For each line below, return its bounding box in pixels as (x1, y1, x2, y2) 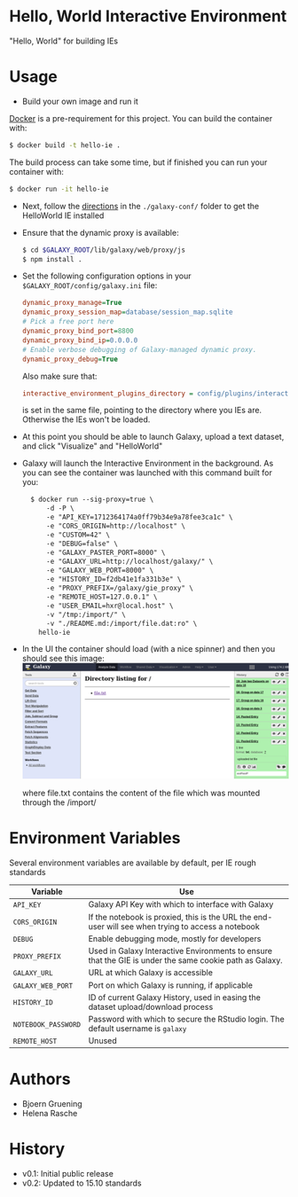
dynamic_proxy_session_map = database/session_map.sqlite (21, 308, 233, 317)
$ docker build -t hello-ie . (9, 140, 122, 150)
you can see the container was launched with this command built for (21, 467, 272, 478)
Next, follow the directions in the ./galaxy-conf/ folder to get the (21, 200, 260, 211)
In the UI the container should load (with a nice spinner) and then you (21, 644, 276, 654)
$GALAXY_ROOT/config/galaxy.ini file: (21, 280, 158, 291)
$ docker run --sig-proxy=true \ (30, 495, 154, 505)
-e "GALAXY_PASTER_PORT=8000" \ (45, 548, 166, 558)
